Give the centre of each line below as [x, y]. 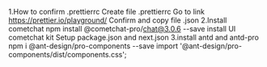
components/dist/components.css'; [68, 54]
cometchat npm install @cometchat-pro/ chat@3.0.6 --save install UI [122, 29]
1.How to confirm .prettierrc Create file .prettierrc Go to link [106, 12]
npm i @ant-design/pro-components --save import [93, 46]
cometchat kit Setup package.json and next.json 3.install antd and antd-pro [133, 37]
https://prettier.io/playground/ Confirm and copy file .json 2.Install [118, 20]
